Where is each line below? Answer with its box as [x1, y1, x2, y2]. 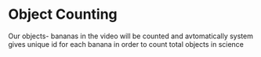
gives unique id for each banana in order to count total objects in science [8, 39, 245, 48]
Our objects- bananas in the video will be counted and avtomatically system [8, 31, 253, 41]
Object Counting [8, 5, 118, 23]
